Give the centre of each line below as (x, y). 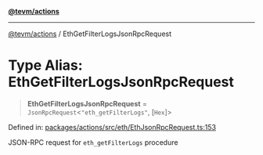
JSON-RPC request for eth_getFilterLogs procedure (93, 142)
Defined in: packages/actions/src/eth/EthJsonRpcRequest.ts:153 (112, 127)
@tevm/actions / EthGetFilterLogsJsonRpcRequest (90, 34)
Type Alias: (46, 65)
